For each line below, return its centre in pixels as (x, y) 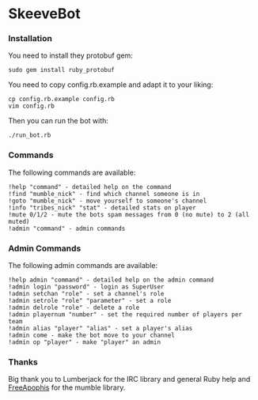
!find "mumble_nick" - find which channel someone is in (104, 194)
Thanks (23, 362)
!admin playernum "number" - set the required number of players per (125, 315)
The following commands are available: (72, 172)
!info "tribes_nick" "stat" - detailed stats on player (102, 208)
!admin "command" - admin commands (67, 228)
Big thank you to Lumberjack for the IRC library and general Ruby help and (129, 379)
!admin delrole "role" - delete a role (74, 308)
